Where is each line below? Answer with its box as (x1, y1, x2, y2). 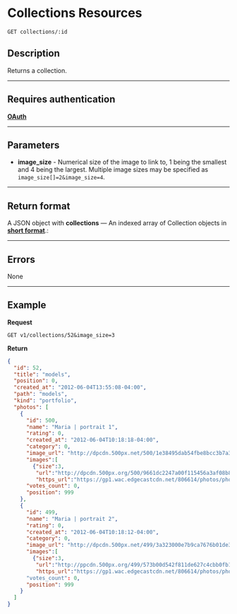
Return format (7, 200, 71, 212)
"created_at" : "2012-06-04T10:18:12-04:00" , (25, 529, 159, 536)
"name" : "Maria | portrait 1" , (25, 423, 119, 430)
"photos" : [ (13, 403, 49, 411)
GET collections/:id (7, 28, 68, 35)
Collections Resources (7, 5, 142, 21)
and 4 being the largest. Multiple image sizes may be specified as (17, 165, 209, 174)
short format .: (7, 226, 49, 235)
